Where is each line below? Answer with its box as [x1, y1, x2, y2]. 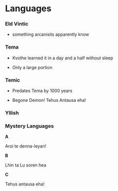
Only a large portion [12, 64, 52, 70]
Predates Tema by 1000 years [12, 88, 72, 94]
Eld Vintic [5, 21, 28, 27]
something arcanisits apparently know [12, 31, 90, 37]
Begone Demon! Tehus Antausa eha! [12, 97, 86, 103]
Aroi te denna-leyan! [5, 143, 47, 149]
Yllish [5, 110, 19, 116]
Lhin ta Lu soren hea [5, 162, 47, 168]
